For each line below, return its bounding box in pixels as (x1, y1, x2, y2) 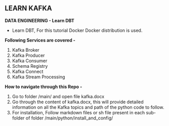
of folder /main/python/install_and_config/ (25, 115, 113, 121)
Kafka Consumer (12, 58, 48, 64)
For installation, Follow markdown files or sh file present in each (12, 109, 145, 115)
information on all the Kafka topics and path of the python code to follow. (12, 104, 164, 110)
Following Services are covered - (5, 37, 75, 43)
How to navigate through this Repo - (5, 83, 82, 90)
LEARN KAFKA (5, 4, 52, 13)
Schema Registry (12, 63, 48, 69)
